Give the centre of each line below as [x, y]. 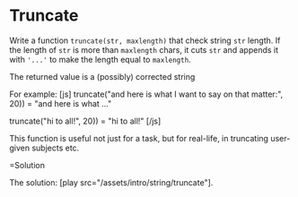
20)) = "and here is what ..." [61, 103]
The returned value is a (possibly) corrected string [102, 76]
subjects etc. [55, 148]
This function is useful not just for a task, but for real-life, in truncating [139, 138]
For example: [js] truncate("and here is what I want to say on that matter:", [146, 94]
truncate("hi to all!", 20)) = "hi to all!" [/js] [85, 121]
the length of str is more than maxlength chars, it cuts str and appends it [144, 49]
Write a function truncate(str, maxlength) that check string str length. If [145, 40]
